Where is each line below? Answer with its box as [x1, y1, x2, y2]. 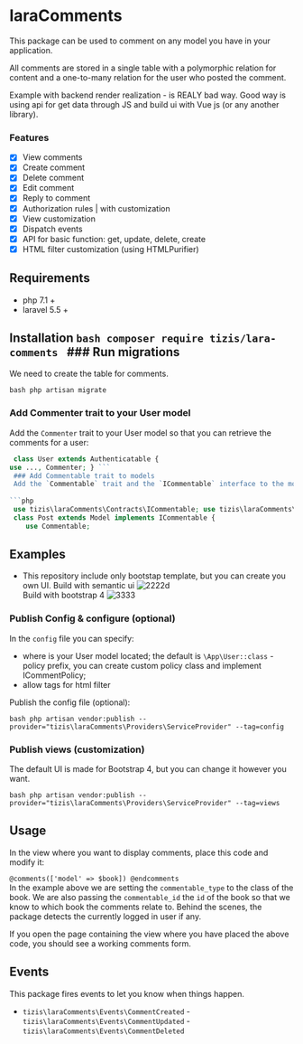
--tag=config [234, 722, 284, 731]
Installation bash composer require [9, 331, 205, 346]
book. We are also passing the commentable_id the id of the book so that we [9, 891, 290, 902]
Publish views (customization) [9, 743, 145, 756]
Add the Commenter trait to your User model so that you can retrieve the [9, 427, 272, 438]
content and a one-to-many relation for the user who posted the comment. [9, 71, 287, 82]
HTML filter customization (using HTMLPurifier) [22, 243, 200, 254]
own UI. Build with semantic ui [22, 580, 135, 591]
